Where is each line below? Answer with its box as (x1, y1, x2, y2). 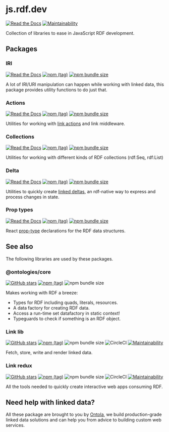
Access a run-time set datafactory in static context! (13, 310, 120, 316)
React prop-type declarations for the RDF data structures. (6, 228, 126, 234)
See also (6, 242, 33, 251)
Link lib (6, 328, 24, 335)
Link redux (6, 362, 32, 369)
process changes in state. (6, 194, 60, 200)
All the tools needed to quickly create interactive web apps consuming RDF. (6, 383, 163, 390)
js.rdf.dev (6, 4, 47, 15)
